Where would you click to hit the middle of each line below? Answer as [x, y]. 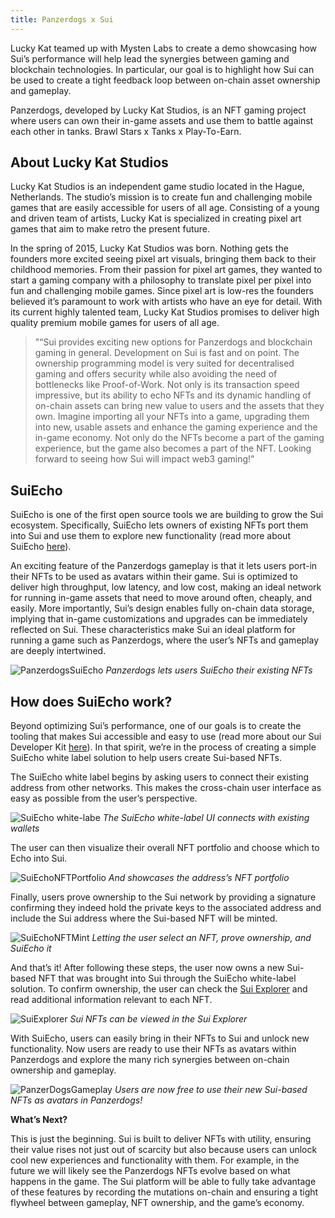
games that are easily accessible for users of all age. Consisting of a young [165, 208]
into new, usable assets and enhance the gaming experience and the [176, 427]
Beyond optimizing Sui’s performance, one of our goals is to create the [156, 726]
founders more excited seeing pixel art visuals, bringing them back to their [163, 259]
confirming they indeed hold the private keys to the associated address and [166, 908]
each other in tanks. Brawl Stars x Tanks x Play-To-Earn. [126, 131]
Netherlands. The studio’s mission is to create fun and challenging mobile [161, 197]
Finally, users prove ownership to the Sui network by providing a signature [163, 897]
